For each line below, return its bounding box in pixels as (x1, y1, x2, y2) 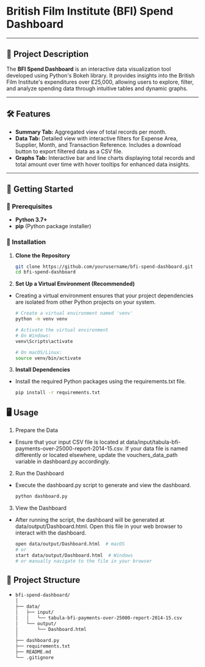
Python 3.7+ (15, 216, 48, 223)
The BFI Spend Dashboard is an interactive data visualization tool (6, 65, 171, 73)
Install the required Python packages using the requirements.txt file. (15, 378, 186, 385)
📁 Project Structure (6, 575, 81, 585)
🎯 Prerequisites (6, 202, 53, 211)
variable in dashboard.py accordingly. (15, 458, 110, 465)
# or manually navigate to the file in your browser (15, 558, 153, 564)
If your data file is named (125, 445, 188, 452)
